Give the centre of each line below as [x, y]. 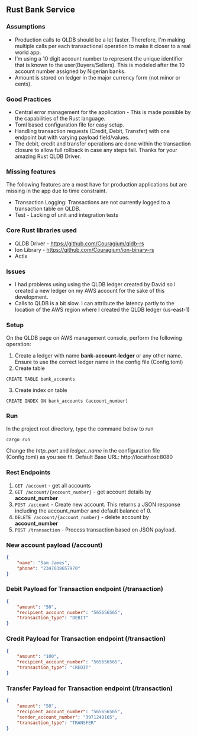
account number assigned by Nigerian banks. [70, 71]
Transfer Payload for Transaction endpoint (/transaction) [89, 688]
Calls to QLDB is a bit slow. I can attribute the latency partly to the [94, 303]
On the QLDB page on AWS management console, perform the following [94, 338]
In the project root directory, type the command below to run [80, 429]
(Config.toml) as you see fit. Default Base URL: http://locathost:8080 [90, 457]
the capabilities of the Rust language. [60, 118]
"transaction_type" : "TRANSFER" [56, 723]
